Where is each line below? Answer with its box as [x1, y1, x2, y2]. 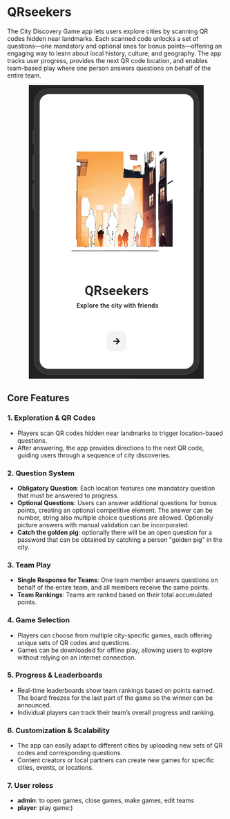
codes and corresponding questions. [17, 749, 122, 757]
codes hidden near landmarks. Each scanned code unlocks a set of [7, 34, 199, 42]
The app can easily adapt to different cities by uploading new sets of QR [17, 741, 223, 750]
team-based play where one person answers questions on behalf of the [7, 64, 211, 72]
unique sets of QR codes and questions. [17, 638, 131, 646]
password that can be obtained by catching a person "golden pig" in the [17, 535, 223, 544]
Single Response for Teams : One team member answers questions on [17, 576, 218, 584]
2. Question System [7, 468, 75, 478]
